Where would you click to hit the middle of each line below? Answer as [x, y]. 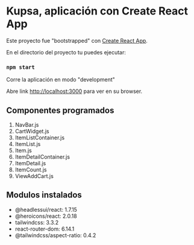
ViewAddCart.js [34, 176]
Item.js [23, 151]
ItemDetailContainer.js [42, 157]
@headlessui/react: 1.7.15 [46, 209]
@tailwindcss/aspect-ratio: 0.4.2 [55, 235]
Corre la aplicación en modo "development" [61, 80]
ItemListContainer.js [40, 138]
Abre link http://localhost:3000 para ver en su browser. [74, 91]
